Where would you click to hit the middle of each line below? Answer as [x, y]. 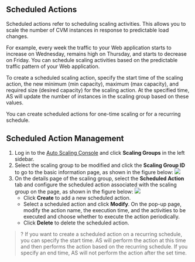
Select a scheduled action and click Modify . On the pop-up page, [102, 204]
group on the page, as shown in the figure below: [74, 191]
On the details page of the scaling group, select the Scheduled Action [99, 178]
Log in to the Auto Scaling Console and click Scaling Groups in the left [100, 152]
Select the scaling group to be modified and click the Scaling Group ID [100, 165]
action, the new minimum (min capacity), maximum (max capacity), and [92, 84]
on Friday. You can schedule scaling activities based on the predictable [92, 60]
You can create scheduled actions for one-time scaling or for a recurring [93, 114]
